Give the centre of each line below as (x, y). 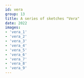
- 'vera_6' (16, 55)
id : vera (14, 9)
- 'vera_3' (16, 41)
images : (13, 28)
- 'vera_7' (16, 59)
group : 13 (15, 14)
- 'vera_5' (16, 50)
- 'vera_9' (16, 68)
